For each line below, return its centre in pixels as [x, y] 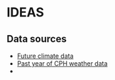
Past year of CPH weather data [62, 64]
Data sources [37, 39]
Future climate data [45, 56]
